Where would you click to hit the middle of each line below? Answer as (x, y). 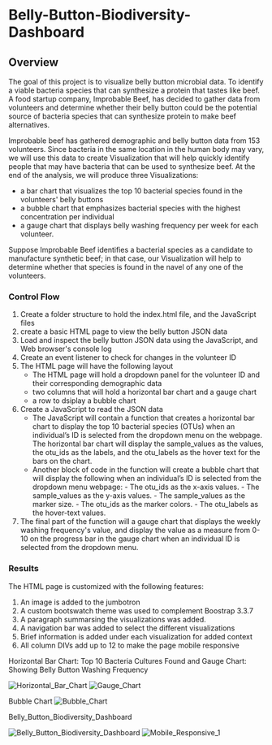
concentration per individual (67, 217)
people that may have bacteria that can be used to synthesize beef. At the (132, 167)
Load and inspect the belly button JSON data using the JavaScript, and (139, 340)
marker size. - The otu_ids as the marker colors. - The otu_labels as (145, 505)
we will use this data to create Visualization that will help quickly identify (129, 158)
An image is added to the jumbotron (80, 602)
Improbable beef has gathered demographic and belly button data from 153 (134, 141)
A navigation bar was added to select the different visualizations (127, 628)
